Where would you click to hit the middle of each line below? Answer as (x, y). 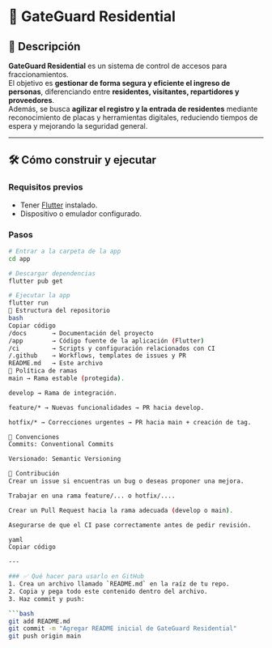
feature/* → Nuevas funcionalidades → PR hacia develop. (106, 407)
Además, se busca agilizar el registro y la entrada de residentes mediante (133, 109)
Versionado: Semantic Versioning (65, 459)
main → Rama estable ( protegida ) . (67, 379)
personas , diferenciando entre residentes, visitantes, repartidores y (124, 92)
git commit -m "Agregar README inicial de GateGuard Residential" (123, 629)
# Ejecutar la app (39, 296)
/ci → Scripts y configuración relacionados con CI (112, 348)
